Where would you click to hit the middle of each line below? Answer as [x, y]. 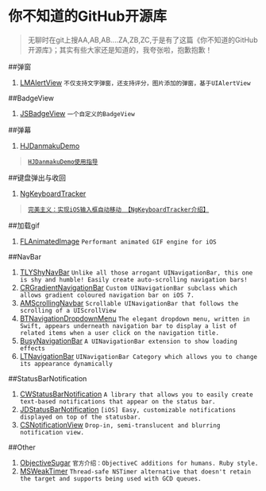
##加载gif [24, 225]
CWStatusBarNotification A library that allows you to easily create [136, 394]
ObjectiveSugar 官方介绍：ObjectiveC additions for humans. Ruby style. [139, 462]
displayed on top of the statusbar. [80, 417]
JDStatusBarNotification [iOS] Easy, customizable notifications [128, 409]
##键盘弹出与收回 [37, 177]
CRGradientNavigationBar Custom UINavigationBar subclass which [129, 287]
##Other [22, 447]
